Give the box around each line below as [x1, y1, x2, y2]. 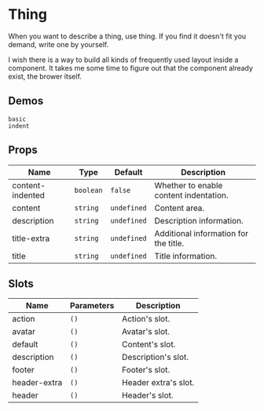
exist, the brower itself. [8, 71, 82, 81]
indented [12, 190, 46, 201]
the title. [154, 238, 185, 249]
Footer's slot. [121, 365, 170, 376]
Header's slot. [121, 390, 174, 401]
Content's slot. [121, 339, 176, 350]
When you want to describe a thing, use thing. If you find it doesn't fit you [8, 31, 247, 41]
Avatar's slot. [121, 326, 170, 337]
